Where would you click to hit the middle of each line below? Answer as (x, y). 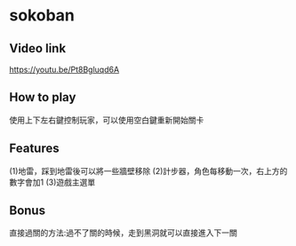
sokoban (42, 16)
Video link (38, 48)
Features (34, 149)
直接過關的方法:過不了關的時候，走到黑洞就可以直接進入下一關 (124, 233)
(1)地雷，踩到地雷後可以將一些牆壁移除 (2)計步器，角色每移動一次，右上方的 (148, 171)
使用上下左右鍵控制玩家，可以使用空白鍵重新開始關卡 (107, 120)
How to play (43, 97)
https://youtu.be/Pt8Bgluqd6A (64, 69)
